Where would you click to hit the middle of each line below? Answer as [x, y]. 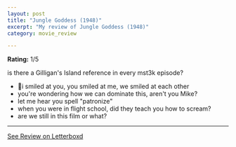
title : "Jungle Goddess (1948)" [54, 20]
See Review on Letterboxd [45, 136]
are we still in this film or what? [62, 116]
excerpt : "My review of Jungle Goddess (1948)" [78, 27]
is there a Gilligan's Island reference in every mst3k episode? [96, 73]
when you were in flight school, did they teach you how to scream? [114, 108]
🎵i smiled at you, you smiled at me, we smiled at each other [103, 86]
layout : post [26, 14]
